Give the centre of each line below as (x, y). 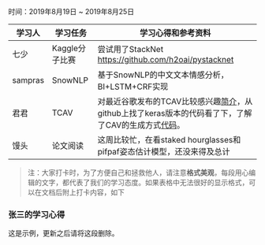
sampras (28, 80)
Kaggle (65, 48)
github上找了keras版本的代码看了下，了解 (175, 113)
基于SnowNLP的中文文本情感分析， (163, 75)
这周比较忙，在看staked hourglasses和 (169, 140)
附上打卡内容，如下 (93, 192)
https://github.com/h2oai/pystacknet (166, 59)
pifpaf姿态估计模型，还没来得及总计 (164, 152)
